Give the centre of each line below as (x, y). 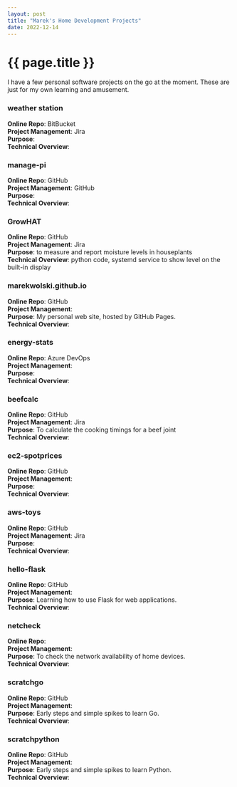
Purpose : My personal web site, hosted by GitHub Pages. (92, 316)
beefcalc (23, 399)
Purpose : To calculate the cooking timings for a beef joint (92, 430)
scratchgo (26, 682)
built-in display (29, 267)
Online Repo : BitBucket (42, 124)
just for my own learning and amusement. (68, 90)
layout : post (27, 14)
